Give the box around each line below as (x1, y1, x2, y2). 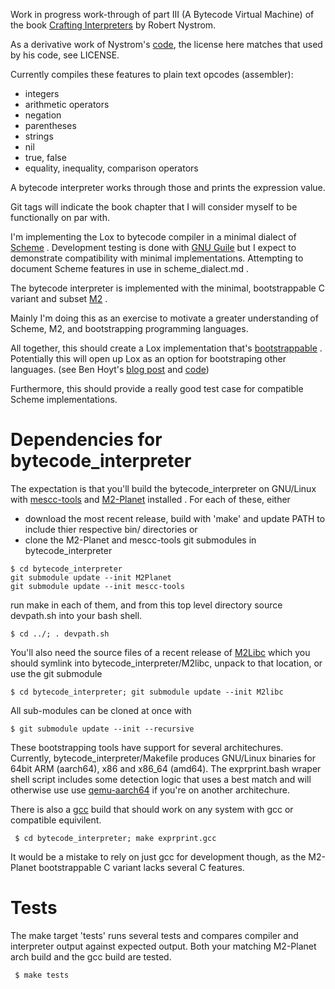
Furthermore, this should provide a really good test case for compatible (10, 383, 304, 394)
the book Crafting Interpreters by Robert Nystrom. (10, 19, 217, 31)
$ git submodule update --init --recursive (10, 724, 195, 734)
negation (24, 109, 62, 121)
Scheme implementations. (10, 394, 118, 405)
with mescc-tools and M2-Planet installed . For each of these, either (10, 493, 291, 505)
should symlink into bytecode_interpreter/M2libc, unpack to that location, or (10, 657, 323, 669)
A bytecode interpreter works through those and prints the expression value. (10, 182, 326, 193)
